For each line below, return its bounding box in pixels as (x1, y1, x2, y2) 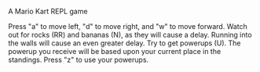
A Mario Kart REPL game (8, 7, 88, 16)
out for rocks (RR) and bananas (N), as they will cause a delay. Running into (8, 31, 253, 39)
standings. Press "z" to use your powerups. (8, 55, 149, 64)
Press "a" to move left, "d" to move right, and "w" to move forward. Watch (8, 22, 247, 31)
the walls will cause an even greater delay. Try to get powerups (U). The (8, 38, 241, 48)
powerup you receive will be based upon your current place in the (8, 47, 222, 56)
